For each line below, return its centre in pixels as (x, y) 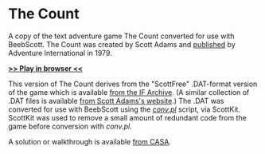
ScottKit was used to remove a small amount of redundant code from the (127, 117)
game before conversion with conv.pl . (70, 126)
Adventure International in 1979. (60, 53)
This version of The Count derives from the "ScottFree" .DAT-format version (133, 84)
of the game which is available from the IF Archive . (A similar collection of (129, 92)
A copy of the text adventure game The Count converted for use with (121, 36)
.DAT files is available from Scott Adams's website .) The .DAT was (116, 101)
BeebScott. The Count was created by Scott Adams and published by (122, 44)
